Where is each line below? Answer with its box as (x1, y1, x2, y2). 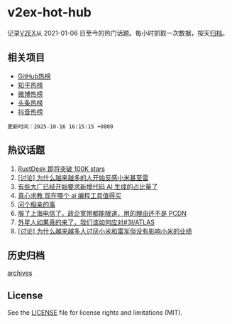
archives (7, 268, 33, 278)
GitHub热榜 (17, 72, 51, 80)
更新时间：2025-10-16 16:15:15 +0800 (7, 122, 114, 130)
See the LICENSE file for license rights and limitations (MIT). (7, 308, 183, 317)
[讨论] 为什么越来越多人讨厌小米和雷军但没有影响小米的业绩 (17, 226, 192, 235)
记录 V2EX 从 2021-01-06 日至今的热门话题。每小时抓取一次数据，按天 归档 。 (7, 28, 229, 37)
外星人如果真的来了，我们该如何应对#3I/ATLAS (17, 218, 155, 226)
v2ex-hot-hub (7, 4, 92, 21)
